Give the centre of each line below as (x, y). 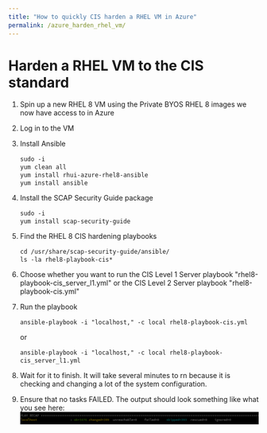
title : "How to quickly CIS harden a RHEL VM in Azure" (103, 17)
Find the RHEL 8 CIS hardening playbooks (88, 236)
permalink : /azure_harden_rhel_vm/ (67, 25)
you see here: (42, 408)
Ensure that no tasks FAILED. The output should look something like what (139, 400)
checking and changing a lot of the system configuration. (113, 384)
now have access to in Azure (67, 113)
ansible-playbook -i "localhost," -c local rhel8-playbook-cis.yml (133, 322)
